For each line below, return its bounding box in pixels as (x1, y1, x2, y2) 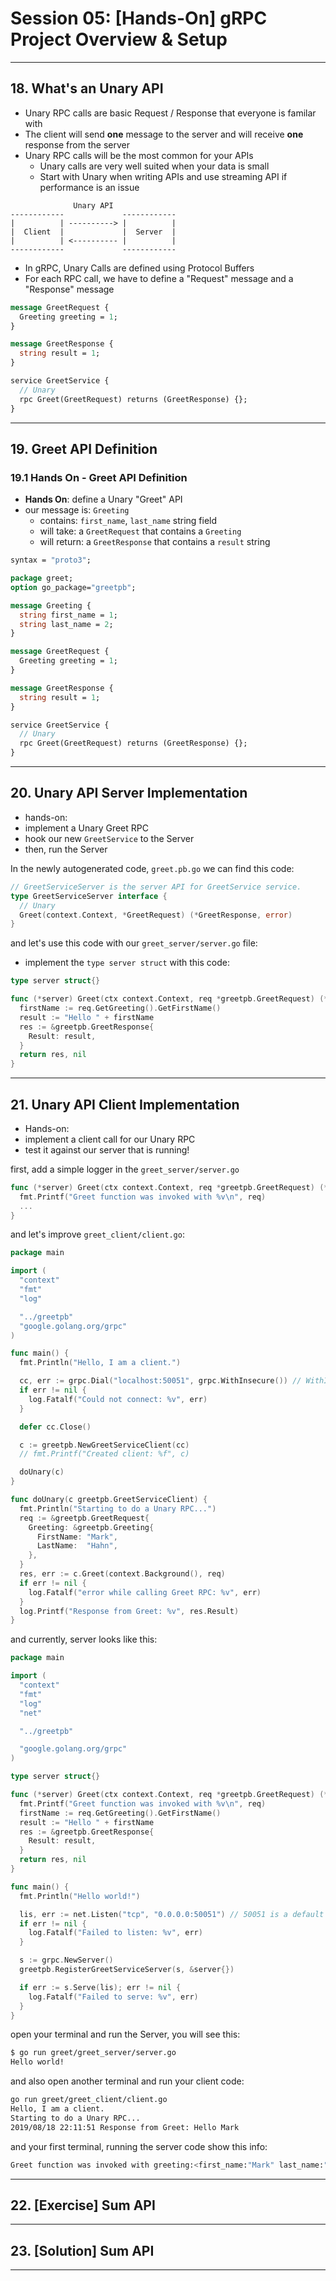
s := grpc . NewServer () (19, 1955, 114, 1966)
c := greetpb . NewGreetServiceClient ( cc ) (19, 1440, 190, 1450)
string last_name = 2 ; (19, 619, 114, 629)
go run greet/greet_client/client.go (10, 2095, 168, 2105)
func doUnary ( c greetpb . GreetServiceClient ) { (10, 1495, 208, 1505)
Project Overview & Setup (10, 28, 228, 51)
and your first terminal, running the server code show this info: (10, 2140, 268, 2152)
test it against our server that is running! (24, 1143, 190, 1156)
